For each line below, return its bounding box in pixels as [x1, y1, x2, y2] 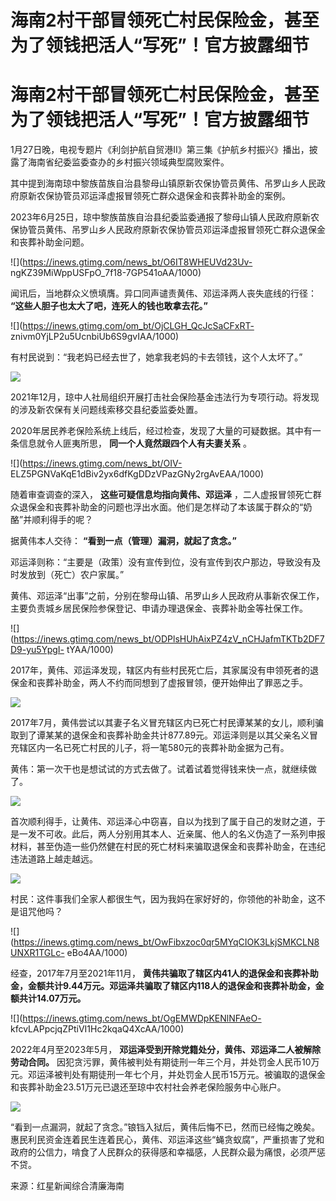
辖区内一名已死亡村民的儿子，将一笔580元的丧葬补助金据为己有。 [18, 742, 290, 754]
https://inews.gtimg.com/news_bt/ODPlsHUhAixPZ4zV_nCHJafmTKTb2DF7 [13, 633, 325, 645]
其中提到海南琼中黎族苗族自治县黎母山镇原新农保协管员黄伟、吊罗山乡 [10, 177, 300, 190]
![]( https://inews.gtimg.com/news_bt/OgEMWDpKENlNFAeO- [10, 1012, 262, 1025]
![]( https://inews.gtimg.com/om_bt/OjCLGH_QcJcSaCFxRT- [10, 320, 255, 332]
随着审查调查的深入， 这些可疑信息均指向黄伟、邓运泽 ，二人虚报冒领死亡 [10, 489, 313, 501]
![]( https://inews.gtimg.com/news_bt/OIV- [10, 457, 183, 470]
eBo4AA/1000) [66, 947, 128, 959]
